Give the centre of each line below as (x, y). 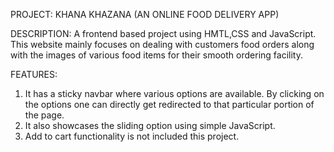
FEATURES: (34, 74)
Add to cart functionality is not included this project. (132, 136)
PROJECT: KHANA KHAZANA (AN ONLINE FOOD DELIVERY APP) (145, 14)
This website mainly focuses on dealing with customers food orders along (162, 44)
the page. (44, 115)
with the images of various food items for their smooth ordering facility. (156, 55)
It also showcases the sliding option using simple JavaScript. (150, 125)
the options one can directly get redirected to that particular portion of (169, 104)
